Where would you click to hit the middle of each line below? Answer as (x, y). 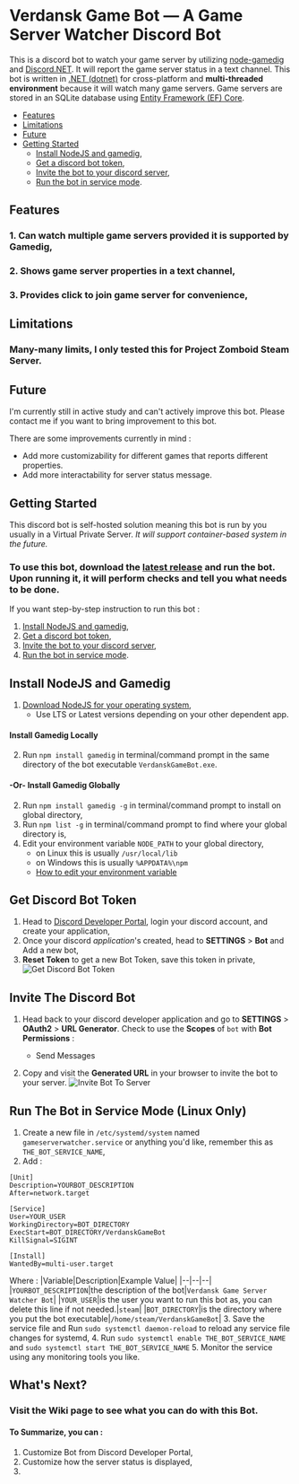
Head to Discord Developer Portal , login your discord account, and (145, 922)
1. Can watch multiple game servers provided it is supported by (149, 236)
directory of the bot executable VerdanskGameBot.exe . (120, 765)
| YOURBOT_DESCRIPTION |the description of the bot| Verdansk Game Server (138, 1290)
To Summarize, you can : (56, 1432)
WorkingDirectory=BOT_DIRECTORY (69, 1225)
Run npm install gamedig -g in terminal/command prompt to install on (152, 805)
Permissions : (48, 1039)
